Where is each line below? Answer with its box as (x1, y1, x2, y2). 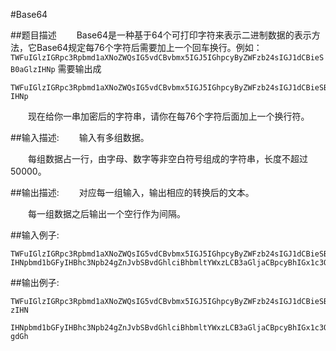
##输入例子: (10, 229, 60, 241)
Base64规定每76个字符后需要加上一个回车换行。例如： (36, 42, 263, 53)
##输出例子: (10, 277, 60, 288)
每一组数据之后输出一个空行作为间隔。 (27, 208, 186, 219)
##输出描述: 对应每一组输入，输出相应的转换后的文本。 (10, 187, 255, 198)
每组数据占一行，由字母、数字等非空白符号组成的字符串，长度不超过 (27, 153, 308, 164)
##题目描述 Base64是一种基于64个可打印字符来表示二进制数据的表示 (10, 29, 312, 41)
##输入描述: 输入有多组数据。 (10, 132, 150, 143)
